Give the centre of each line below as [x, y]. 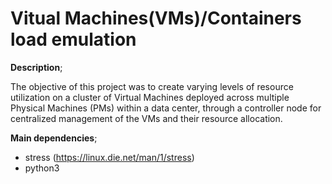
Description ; [36, 67]
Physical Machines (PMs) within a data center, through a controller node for [166, 108]
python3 [42, 168]
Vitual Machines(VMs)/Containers [156, 18]
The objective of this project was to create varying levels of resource [152, 86]
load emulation [73, 39]
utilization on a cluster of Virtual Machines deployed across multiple [150, 97]
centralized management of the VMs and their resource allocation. [146, 118]
